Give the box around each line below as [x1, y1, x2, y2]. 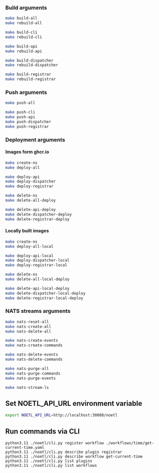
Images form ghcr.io [5, 149, 50, 155]
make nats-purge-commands [5, 371, 60, 376]
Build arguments [5, 4, 48, 11]
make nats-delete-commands [5, 357, 63, 362]
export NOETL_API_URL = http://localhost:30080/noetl [5, 412, 118, 418]
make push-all [5, 101, 36, 106]
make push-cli [5, 110, 36, 115]
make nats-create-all [5, 324, 52, 329]
